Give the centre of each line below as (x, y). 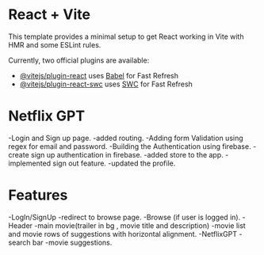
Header (21, 225)
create (19, 154)
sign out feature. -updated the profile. (114, 163)
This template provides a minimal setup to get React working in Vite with (126, 36)
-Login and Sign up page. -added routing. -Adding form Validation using (126, 138)
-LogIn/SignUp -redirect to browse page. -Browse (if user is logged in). (124, 217)
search (19, 242)
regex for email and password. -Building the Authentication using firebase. (130, 146)
